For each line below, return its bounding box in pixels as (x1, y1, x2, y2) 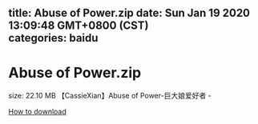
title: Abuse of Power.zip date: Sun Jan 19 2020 (8, 6, 251, 20)
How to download (8, 107, 67, 117)
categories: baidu (8, 31, 99, 45)
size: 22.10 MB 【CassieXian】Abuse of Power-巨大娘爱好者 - (8, 91, 212, 101)
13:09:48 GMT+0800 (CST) (8, 19, 149, 33)
